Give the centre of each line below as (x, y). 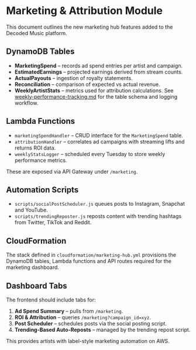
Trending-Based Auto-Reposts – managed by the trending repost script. (102, 330)
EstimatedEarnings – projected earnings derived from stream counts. (99, 72)
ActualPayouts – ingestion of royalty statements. (73, 78)
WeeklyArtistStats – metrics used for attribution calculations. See (94, 90)
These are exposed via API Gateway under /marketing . (72, 171)
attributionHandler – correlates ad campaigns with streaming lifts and (99, 141)
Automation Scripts (42, 190)
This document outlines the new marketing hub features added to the (90, 27)
